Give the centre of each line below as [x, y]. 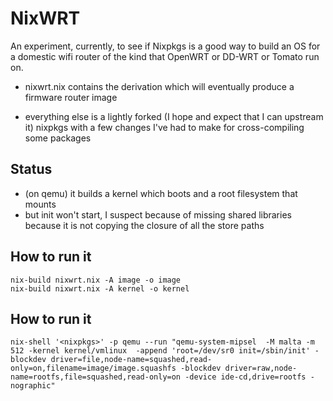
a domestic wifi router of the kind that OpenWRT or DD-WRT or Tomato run [165, 56]
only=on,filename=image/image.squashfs [93, 368]
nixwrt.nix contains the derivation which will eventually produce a [159, 86]
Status [31, 169]
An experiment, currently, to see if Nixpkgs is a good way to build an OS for [165, 46]
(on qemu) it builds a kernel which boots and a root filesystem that [161, 193]
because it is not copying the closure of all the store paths [144, 225]
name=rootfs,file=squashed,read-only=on [96, 377]
